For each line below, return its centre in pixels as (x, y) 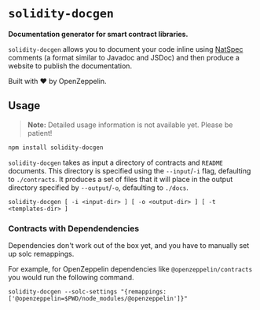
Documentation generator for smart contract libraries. (98, 34)
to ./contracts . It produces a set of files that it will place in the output (121, 179)
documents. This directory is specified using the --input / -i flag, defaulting (130, 170)
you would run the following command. (71, 277)
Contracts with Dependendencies (74, 228)
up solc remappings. (41, 253)
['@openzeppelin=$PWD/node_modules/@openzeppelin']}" (98, 298)
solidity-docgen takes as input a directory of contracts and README (116, 162)
